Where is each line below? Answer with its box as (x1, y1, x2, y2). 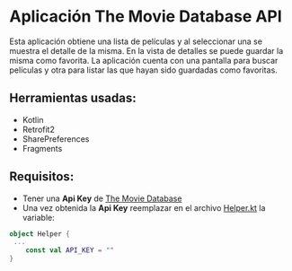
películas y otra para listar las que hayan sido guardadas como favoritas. (9, 65, 279, 75)
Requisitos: (9, 169, 75, 185)
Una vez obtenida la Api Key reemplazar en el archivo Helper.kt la (22, 202, 266, 213)
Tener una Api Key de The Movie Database (22, 193, 182, 204)
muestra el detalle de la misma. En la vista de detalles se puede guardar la (9, 45, 284, 56)
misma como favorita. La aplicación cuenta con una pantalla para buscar (9, 55, 279, 66)
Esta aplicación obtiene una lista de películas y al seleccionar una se (9, 36, 263, 47)
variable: (22, 212, 56, 223)
